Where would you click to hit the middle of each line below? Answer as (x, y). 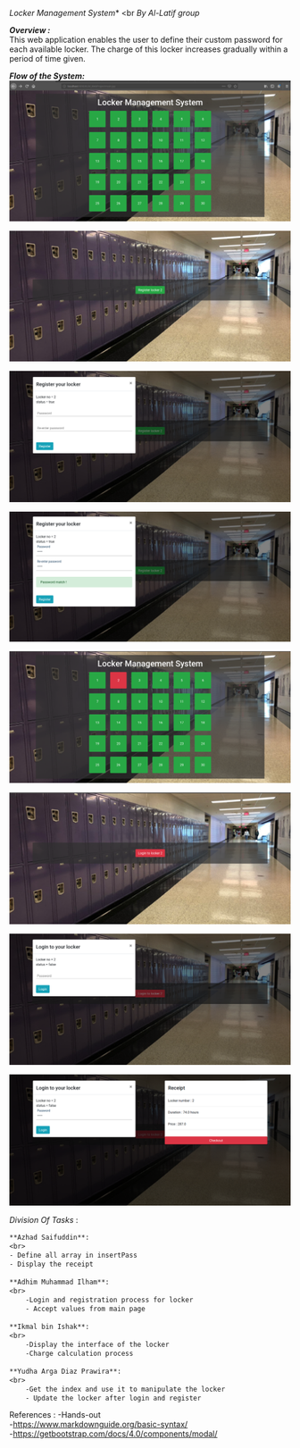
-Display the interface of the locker (97, 1344)
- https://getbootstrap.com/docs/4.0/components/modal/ (113, 1434)
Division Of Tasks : (44, 1219)
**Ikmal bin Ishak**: (50, 1327)
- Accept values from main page (85, 1309)
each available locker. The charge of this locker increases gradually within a (149, 49)
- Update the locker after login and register (113, 1398)
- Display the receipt (51, 1264)
